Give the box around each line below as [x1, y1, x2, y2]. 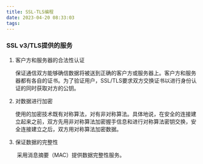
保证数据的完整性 [15, 138, 58, 146]
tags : [6, 20, 20, 26]
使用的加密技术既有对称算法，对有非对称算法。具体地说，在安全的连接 [15, 110, 191, 117]
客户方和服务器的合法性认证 [15, 56, 85, 64]
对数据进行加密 [15, 97, 53, 104]
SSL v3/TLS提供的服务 [6, 41, 73, 50]
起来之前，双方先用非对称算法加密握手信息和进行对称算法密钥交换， [20, 118, 191, 125]
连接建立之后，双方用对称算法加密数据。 [20, 125, 122, 132]
